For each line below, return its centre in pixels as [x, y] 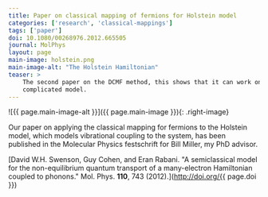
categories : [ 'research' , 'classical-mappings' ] [91, 23]
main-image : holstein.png [51, 60]
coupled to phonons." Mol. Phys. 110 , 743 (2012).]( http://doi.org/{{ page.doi [132, 176]
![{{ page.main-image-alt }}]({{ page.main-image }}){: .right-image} [119, 112]
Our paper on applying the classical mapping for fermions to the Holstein [128, 127]
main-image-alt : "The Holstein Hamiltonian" [83, 68]
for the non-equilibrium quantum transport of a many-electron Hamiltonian [130, 168]
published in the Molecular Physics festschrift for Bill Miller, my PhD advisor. [133, 145]
